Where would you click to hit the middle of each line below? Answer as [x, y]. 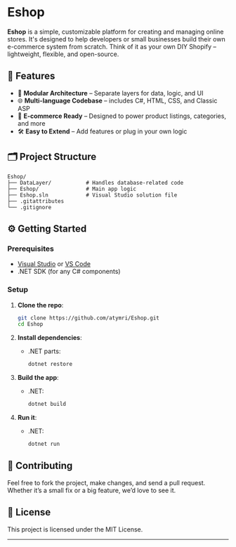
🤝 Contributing [40, 466]
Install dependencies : [50, 338]
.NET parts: [44, 351]
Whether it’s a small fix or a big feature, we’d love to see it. [92, 490]
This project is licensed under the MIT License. [75, 529]
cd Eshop [30, 324]
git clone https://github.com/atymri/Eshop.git [88, 318]
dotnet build [47, 404]
